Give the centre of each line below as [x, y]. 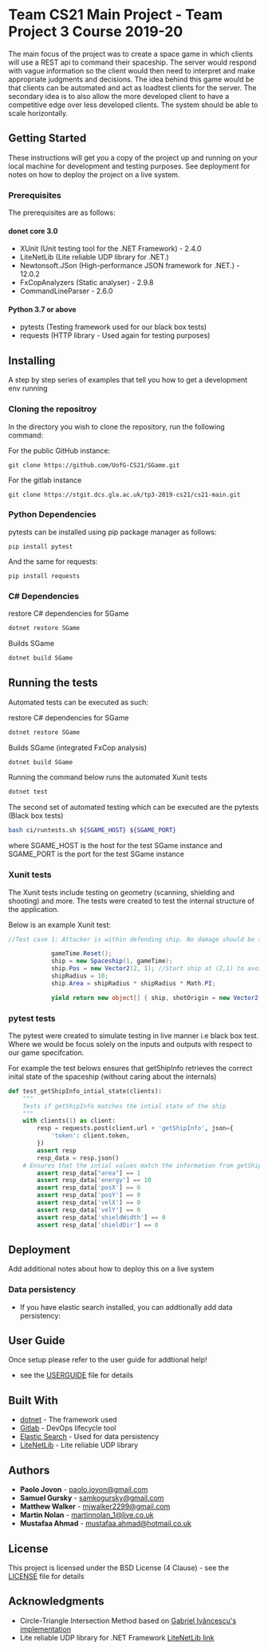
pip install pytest [41, 546]
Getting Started [47, 139]
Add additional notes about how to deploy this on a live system [111, 1269]
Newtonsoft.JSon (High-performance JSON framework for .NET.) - [130, 266]
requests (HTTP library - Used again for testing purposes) [115, 335]
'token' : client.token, [90, 1136]
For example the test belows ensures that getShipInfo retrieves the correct [130, 1068]
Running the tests [53, 683]
